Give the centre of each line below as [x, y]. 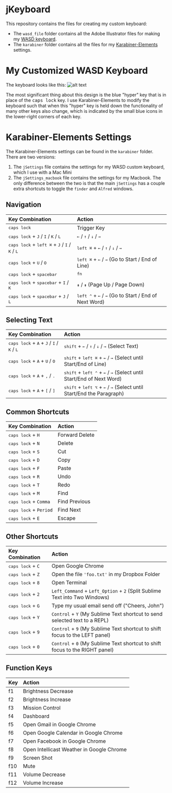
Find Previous [74, 502]
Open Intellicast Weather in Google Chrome [75, 749]
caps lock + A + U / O [32, 361]
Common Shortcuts [38, 412]
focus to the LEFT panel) [81, 635]
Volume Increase [43, 783]
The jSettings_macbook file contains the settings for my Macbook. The [87, 177]
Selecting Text [29, 320]
